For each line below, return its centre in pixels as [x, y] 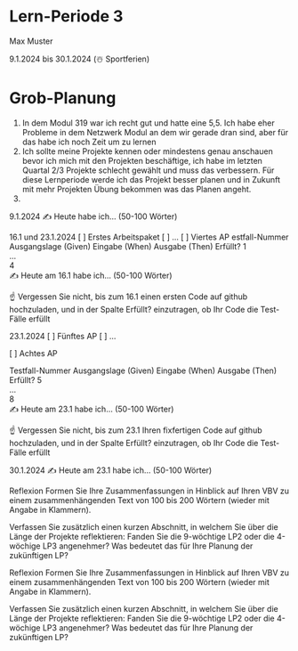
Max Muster [31, 41]
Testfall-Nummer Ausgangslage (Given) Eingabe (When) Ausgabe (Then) [143, 370]
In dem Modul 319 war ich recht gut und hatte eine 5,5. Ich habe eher [148, 123]
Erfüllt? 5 [26, 379]
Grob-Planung [63, 98]
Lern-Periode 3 [66, 16]
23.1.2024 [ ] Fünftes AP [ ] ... [63, 336]
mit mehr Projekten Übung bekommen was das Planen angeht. [137, 189]
